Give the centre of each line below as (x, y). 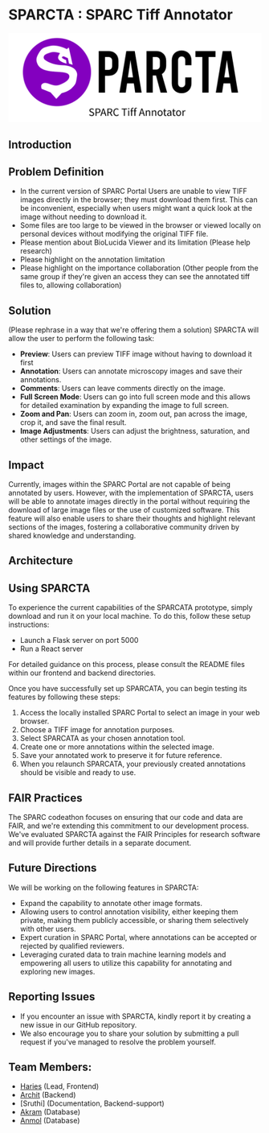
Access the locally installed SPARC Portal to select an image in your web (140, 713)
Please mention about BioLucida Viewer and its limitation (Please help (135, 242)
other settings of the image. (66, 439)
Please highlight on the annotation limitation (92, 260)
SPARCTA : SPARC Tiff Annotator (120, 15)
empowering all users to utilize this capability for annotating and (126, 962)
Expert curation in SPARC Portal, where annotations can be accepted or (139, 937)
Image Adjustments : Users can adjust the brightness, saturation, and (135, 431)
